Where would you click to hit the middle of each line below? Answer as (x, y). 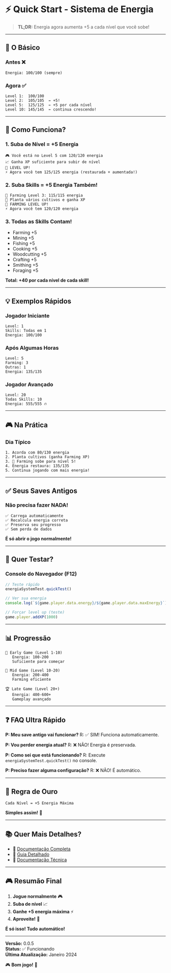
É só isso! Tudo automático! (35, 929)
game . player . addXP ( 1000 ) (32, 617)
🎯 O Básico (23, 48)
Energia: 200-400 (31, 675)
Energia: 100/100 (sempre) (34, 73)
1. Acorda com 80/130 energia (37, 453)
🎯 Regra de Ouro (32, 791)
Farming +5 (25, 233)
